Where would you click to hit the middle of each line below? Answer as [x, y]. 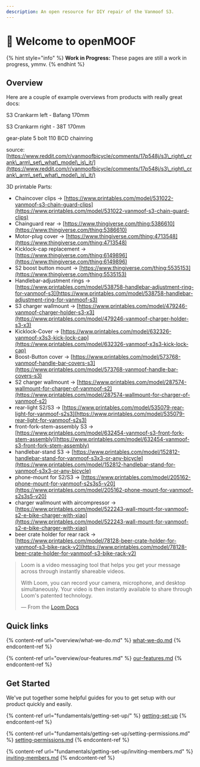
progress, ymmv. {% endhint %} [46, 64]
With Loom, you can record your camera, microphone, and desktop [103, 583]
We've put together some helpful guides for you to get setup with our [91, 698]
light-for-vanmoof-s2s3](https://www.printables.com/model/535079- [100, 414]
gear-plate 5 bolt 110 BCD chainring [50, 138]
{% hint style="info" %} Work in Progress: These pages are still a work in [96, 58]
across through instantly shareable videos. [73, 571]
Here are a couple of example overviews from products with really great [94, 97]
